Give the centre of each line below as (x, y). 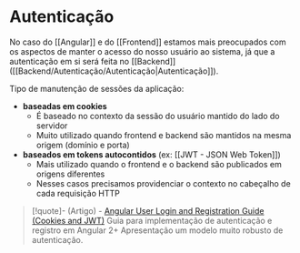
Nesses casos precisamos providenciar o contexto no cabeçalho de (163, 183)
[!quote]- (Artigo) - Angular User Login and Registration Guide (148, 210)
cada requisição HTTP (78, 193)
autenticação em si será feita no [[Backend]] (93, 61)
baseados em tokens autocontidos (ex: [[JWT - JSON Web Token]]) (152, 154)
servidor (52, 126)
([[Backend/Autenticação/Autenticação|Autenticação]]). (114, 71)
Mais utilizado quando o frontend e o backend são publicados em (159, 164)
